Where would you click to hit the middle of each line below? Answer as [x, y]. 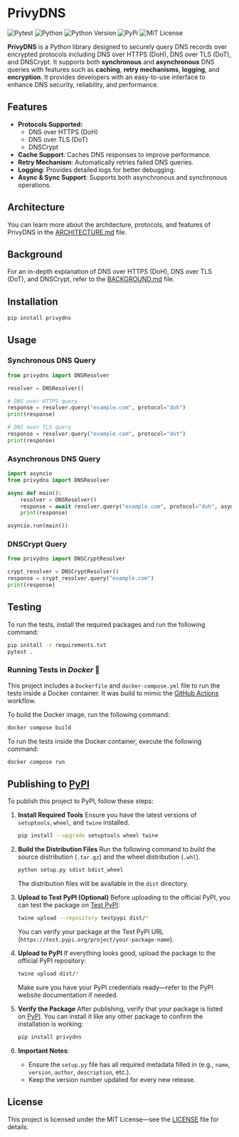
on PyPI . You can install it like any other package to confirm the [110, 1016]
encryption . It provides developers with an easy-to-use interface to [107, 77]
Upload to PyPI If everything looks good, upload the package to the [116, 953]
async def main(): [34, 493]
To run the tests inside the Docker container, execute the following [105, 741]
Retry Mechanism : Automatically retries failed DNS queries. [106, 162]
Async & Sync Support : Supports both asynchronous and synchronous [122, 177]
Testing [25, 607]
